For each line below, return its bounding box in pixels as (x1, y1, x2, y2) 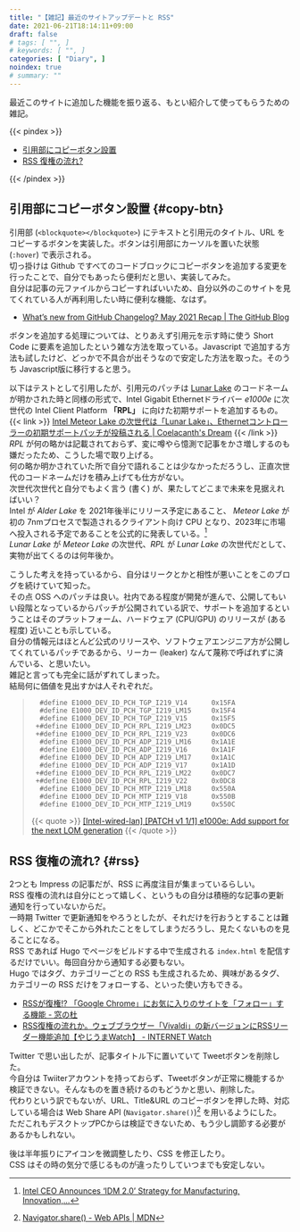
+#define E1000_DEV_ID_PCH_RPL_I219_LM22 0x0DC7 (35, 769, 236, 778)
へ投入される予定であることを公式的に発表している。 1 (9, 526, 208, 538)
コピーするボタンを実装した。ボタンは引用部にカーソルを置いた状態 (9, 237, 260, 248)
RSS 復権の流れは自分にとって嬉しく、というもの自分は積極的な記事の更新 (9, 890, 284, 901)
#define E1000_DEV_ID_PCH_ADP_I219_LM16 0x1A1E (39, 737, 236, 746)
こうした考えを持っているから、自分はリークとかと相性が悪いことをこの (9, 569, 275, 580)
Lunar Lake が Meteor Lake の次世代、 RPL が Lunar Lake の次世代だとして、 (9, 539, 291, 550)
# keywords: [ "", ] (9, 46, 87, 55)
